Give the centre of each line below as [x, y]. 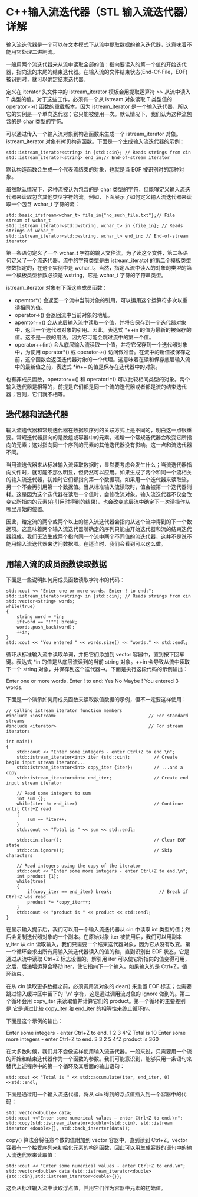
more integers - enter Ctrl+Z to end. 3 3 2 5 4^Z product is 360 [82, 1039]
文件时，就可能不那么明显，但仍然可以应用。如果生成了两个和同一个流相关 [101, 472]
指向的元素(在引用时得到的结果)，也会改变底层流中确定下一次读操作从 [106, 502]
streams [16, 721]
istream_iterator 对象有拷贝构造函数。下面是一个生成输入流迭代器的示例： [95, 141]
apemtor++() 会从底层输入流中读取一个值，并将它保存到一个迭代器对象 [100, 322]
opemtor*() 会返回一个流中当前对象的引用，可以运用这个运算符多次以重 [101, 300]
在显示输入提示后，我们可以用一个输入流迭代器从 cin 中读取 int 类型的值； [96, 929]
